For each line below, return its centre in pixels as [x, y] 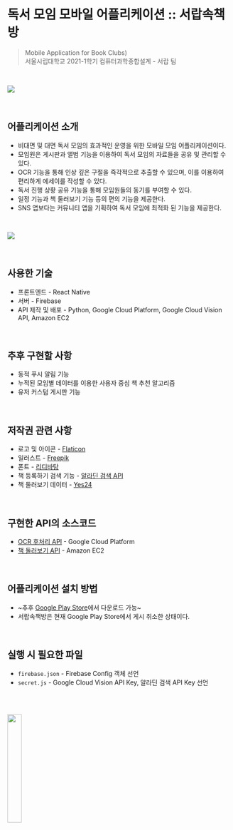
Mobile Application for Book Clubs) [76, 52]
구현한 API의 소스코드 [52, 523]
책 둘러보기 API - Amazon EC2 [61, 550]
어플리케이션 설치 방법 [53, 589]
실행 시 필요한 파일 [45, 655]
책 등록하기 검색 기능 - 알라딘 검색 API [70, 476]
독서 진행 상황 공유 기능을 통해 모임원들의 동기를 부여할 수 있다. [104, 190]
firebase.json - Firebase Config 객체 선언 [78, 673]
